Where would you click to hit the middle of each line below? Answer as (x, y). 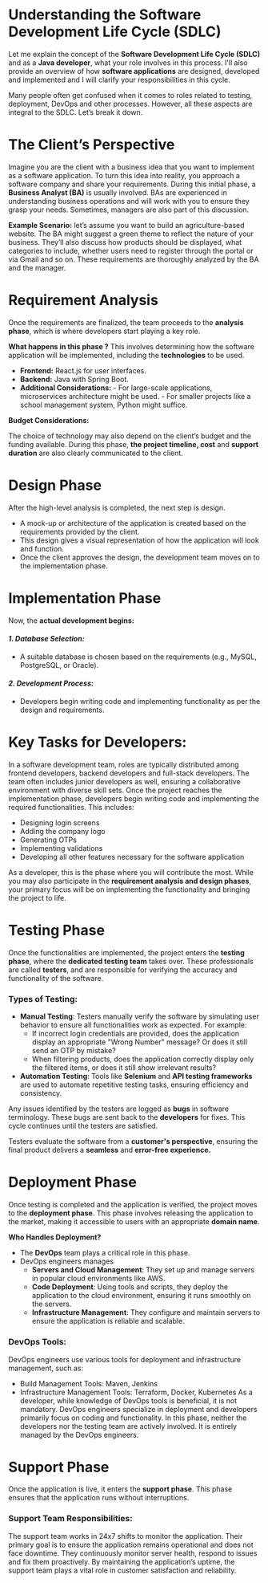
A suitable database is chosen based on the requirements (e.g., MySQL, (138, 657)
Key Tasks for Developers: (98, 742)
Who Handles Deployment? (55, 1237)
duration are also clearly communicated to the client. (96, 453)
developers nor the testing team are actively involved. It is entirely (128, 1426)
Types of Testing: (43, 999)
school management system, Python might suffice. (104, 405)
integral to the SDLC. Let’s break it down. (76, 112)
